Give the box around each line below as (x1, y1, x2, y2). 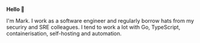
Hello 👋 (6, 6, 25, 13)
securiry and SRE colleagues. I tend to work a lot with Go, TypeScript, (6, 24, 181, 30)
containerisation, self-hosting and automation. (6, 30, 122, 37)
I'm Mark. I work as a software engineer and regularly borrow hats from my (6, 17, 195, 24)
